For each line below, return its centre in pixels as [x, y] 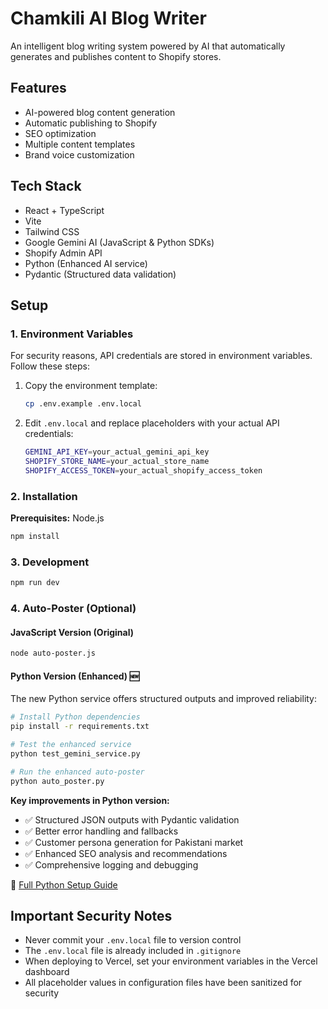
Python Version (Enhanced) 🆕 [75, 676]
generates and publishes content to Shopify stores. [116, 56]
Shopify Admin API [63, 253]
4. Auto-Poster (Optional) [73, 609]
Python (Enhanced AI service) [86, 263]
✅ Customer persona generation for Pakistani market [134, 842]
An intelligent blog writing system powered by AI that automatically [148, 46]
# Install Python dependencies [75, 717]
